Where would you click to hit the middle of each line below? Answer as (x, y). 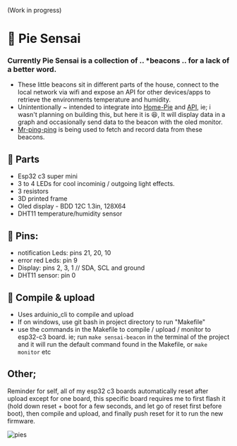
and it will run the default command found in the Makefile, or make (113, 344)
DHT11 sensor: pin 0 (47, 275)
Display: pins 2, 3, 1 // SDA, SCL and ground (81, 268)
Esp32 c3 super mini (47, 176)
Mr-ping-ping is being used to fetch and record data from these (110, 130)
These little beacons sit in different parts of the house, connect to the (118, 85)
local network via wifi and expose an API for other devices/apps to (114, 92)
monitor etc (34, 352)
